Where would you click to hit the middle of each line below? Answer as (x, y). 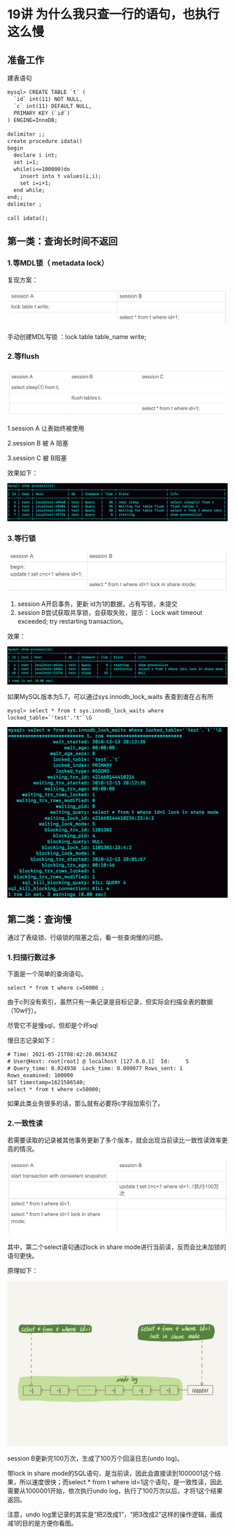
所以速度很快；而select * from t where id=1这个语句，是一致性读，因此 (121, 1481)
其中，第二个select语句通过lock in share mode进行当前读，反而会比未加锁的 (117, 1247)
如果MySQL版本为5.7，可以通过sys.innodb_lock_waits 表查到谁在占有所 (111, 697)
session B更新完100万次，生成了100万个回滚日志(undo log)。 (95, 1458)
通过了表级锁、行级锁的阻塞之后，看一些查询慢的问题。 (87, 938)
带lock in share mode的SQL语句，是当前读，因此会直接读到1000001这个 (111, 1473)
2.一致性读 (25, 1124)
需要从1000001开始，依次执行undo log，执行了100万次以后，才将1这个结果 (115, 1491)
